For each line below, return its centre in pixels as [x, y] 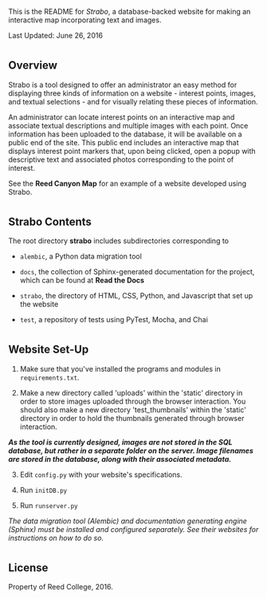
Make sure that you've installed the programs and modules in [120, 368]
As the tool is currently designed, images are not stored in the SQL [120, 442]
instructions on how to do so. [56, 538]
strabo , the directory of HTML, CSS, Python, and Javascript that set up [136, 296]
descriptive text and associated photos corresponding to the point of [121, 160]
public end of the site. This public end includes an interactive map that [124, 142]
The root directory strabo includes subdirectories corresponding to [119, 241]
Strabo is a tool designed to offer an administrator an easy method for [123, 85]
